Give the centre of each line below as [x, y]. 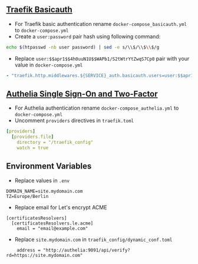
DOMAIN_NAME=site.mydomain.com [44, 191]
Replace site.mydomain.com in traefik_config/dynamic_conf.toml [93, 239]
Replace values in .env [42, 180]
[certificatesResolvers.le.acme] [52, 223]
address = [29, 250]
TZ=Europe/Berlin [27, 196]
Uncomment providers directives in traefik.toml [74, 121]
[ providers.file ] [33, 137]
